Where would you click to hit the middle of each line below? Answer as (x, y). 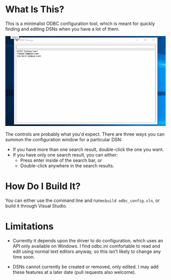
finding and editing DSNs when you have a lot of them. (62, 29)
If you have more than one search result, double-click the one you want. (88, 149)
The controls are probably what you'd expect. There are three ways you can (85, 134)
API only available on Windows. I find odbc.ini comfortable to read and (86, 246)
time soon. (24, 257)
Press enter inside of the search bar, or (61, 160)
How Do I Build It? (43, 186)
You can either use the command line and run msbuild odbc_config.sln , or (83, 200)
